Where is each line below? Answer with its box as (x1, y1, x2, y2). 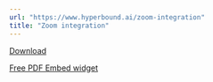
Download (9, 45, 47, 56)
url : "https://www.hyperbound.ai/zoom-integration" (9, 12, 205, 22)
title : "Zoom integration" (9, 21, 110, 30)
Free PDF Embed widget (9, 63, 99, 73)
